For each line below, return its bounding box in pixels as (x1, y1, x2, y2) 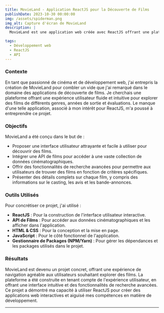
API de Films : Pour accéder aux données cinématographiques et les (12, 217, 150, 223)
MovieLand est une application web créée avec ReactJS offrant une (9, 30, 150, 35)
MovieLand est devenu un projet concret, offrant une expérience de (5, 266, 142, 272)
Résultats (5, 255, 28, 262)
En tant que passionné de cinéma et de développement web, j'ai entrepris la (5, 79, 158, 85)
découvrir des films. (12, 148, 53, 154)
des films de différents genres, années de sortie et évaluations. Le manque (5, 100, 155, 106)
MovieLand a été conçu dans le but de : (5, 134, 84, 139)
